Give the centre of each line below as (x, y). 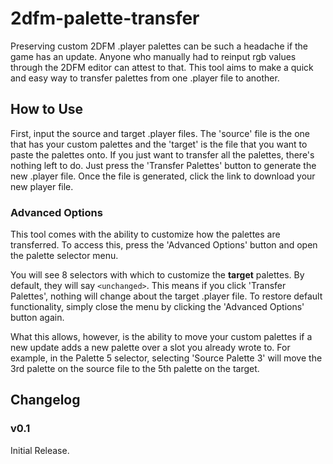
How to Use (47, 109)
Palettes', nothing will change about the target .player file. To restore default (166, 296)
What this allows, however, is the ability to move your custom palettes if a (161, 337)
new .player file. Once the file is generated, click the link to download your (163, 176)
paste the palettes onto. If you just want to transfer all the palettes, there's (162, 154)
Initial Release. (40, 450)
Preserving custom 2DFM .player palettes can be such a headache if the (159, 46)
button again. (37, 318)
